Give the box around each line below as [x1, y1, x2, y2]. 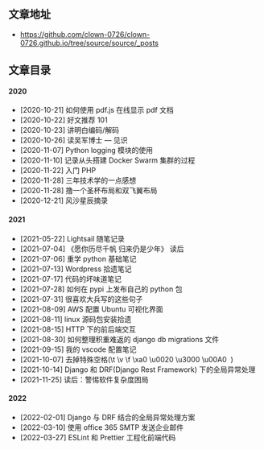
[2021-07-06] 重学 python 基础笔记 [19, 254, 137, 263]
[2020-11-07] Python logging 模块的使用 [19, 146, 154, 155]
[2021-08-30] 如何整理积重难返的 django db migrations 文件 [19, 334, 220, 344]
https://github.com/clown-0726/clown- [19, 29, 151, 39]
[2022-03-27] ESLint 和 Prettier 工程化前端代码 [19, 432, 176, 442]
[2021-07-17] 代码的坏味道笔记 [19, 274, 122, 283]
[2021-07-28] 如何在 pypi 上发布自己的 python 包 [19, 284, 183, 294]
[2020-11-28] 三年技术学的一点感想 [19, 175, 137, 185]
